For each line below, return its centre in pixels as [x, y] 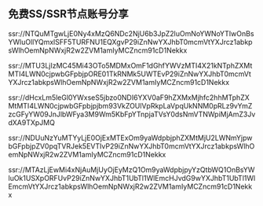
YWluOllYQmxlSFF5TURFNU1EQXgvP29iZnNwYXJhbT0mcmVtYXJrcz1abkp [130, 42]
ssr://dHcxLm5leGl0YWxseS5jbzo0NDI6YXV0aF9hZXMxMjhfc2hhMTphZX [129, 97]
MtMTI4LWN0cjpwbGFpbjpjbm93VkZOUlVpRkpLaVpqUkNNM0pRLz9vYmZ [130, 105]
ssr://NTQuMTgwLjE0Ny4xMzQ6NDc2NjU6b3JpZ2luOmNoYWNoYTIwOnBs [131, 33]
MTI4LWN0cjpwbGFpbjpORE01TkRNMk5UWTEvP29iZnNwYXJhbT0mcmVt [130, 74]
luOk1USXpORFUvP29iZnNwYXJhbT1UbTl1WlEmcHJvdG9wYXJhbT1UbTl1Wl [132, 178]
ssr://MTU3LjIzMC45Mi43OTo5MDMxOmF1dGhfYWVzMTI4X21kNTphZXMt [130, 65]
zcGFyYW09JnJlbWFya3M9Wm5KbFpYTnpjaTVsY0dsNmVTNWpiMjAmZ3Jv [132, 114]
